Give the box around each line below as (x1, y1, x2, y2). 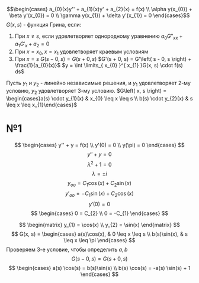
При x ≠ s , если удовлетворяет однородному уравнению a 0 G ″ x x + (14, 32, 183, 41)
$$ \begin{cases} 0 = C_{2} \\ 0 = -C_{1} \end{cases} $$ (30, 210, 169, 217)
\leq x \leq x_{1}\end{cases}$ (6, 101, 78, 108)
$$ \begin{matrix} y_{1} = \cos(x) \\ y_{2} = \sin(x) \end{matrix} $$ (18, 222, 181, 229)
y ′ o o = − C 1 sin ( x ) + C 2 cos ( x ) (65, 190, 134, 199)
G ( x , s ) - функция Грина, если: (6, 21, 82, 28)
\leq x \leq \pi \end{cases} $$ (63, 237, 136, 244)
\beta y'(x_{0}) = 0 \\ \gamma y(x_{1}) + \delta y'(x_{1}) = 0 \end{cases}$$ (9, 12, 190, 19)
